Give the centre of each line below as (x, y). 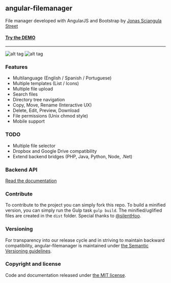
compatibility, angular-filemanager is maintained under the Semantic (77, 245)
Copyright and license (33, 264)
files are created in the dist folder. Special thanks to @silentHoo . (73, 216)
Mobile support (28, 121)
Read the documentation (31, 181)
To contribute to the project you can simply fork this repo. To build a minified (85, 205)
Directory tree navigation (39, 100)
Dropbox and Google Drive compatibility (55, 151)
